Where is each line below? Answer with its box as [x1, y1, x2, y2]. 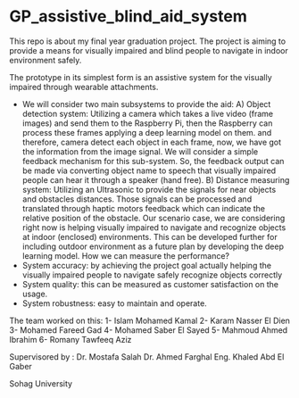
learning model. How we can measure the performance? [21, 250, 230, 261]
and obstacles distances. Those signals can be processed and [21, 194, 253, 204]
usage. [21, 288, 48, 299]
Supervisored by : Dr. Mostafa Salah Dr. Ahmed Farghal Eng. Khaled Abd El [9, 351, 285, 362]
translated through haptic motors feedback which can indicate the [21, 203, 266, 213]
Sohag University [9, 377, 73, 389]
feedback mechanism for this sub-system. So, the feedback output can [21, 155, 285, 166]
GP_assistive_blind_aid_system [9, 6, 247, 27]
